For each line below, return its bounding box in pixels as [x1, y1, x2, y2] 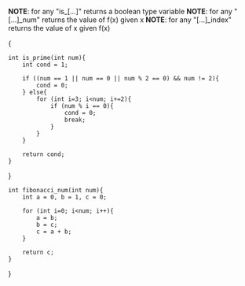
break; [64, 116, 86, 124]
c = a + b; [36, 228, 72, 236]
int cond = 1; [22, 61, 68, 69]
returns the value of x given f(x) [8, 24, 111, 32]
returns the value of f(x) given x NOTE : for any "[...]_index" [42, 15, 232, 24]
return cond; [22, 150, 65, 158]
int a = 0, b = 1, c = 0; [22, 193, 108, 201]
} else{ [22, 88, 47, 96]
